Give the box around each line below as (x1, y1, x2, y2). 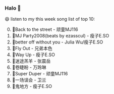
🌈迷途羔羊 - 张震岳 (12, 58, 51, 64)
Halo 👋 (5, 5, 21, 12)
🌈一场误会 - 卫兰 (12, 77, 46, 83)
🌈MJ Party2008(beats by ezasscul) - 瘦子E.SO (12, 33, 109, 39)
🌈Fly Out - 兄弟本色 (12, 45, 52, 52)
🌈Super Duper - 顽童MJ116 (12, 71, 68, 77)
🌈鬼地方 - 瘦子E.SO (12, 83, 52, 89)
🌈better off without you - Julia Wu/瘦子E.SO (12, 39, 103, 45)
